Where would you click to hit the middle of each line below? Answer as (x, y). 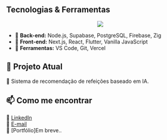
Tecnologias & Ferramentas (58, 10)
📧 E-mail (16, 124)
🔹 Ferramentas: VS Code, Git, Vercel (60, 48)
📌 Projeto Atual (34, 67)
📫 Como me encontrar (49, 101)
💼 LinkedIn (19, 118)
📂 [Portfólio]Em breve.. (34, 130)
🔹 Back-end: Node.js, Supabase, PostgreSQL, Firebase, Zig (88, 35)
